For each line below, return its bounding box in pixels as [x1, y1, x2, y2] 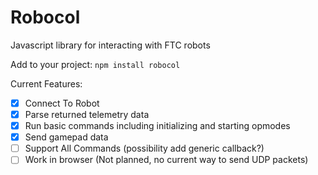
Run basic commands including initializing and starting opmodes [24, 120, 291, 132]
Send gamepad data [24, 131, 109, 143]
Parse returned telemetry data [24, 109, 150, 120]
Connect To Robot [24, 97, 100, 109]
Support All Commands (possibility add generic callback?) [24, 142, 265, 155]
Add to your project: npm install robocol [10, 58, 181, 70]
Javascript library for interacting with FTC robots [10, 39, 211, 51]
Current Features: [10, 77, 83, 90]
